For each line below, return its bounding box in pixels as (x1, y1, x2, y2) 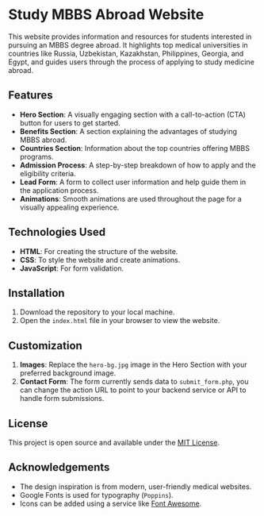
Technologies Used (8, 225, 105, 239)
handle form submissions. (19, 394, 105, 403)
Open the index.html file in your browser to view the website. (19, 316, 220, 325)
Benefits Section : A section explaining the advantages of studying (19, 126, 238, 136)
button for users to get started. (19, 117, 121, 128)
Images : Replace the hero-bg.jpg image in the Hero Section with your (19, 360, 247, 370)
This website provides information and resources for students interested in (8, 32, 252, 41)
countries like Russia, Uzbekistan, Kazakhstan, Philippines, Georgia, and (8, 48, 244, 58)
